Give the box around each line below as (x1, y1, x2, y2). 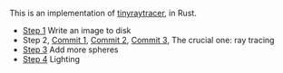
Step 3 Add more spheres (22, 44, 120, 55)
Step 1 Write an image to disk (22, 25, 132, 35)
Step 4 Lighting (22, 54, 80, 64)
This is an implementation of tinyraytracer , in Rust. (9, 8, 197, 18)
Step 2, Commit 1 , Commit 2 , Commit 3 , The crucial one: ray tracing (22, 35, 275, 45)
